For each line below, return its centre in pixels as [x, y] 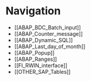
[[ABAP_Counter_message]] [48, 33]
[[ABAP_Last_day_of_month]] [50, 46]
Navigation [33, 11]
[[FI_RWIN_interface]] [41, 65]
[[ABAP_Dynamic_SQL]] [43, 40]
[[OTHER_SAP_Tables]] [42, 71]
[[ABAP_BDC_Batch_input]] [47, 27]
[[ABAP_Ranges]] [35, 59]
